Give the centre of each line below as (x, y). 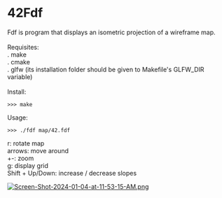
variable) (20, 77)
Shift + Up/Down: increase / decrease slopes (72, 173)
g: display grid (28, 165)
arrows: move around (38, 150)
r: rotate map (26, 143)
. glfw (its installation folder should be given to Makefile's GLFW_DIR (106, 69)
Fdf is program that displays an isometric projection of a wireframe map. (111, 32)
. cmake (19, 62)
